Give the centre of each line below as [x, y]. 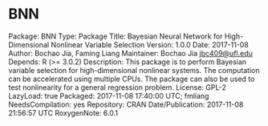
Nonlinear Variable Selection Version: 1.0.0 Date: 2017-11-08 [150, 44]
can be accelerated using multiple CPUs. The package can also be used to [132, 79]
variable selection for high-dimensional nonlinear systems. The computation [134, 70]
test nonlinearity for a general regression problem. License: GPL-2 [117, 87]
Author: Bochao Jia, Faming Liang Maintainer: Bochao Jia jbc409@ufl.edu [130, 53]
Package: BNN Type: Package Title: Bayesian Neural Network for [116, 36]
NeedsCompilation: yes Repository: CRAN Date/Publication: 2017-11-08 [126, 104]
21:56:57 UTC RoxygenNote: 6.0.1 [63, 112]
